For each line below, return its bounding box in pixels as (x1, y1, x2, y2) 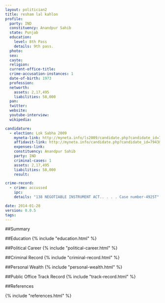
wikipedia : (9, 117, 32, 122)
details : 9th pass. (14, 44, 54, 49)
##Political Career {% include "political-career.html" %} (5, 245, 118, 251)
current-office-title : (9, 67, 56, 72)
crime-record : (5, 181, 34, 186)
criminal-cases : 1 (14, 158, 52, 163)
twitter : (9, 103, 27, 108)
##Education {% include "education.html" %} (5, 236, 97, 241)
